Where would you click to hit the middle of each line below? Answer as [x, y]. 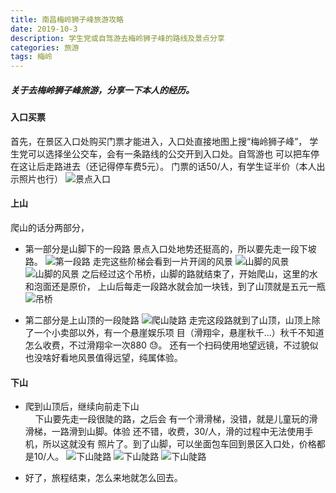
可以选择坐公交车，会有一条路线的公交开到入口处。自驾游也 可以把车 [169, 153]
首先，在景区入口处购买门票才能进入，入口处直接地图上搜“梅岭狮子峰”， [159, 141]
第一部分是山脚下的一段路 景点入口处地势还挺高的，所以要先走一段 [162, 248]
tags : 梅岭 [31, 57]
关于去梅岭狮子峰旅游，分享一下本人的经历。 [102, 90]
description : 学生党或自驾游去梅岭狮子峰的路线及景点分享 [117, 38]
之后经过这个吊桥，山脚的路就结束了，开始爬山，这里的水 [199, 273]
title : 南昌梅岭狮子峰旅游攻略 [67, 19]
